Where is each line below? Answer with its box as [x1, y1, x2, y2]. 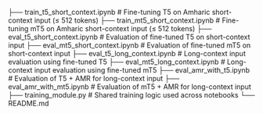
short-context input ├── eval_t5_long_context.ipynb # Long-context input [8, 49, 247, 58]
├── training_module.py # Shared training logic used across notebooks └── [8, 91, 256, 99]
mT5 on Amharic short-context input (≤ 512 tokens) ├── [30, 24, 212, 33]
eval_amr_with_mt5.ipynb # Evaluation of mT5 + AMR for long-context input [8, 82, 252, 91]
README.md [8, 98, 49, 108]
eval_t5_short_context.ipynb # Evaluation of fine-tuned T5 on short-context [8, 32, 250, 41]
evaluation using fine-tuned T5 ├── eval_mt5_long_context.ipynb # [8, 57, 225, 66]
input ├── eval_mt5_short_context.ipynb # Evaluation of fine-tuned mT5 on [8, 41, 251, 50]
